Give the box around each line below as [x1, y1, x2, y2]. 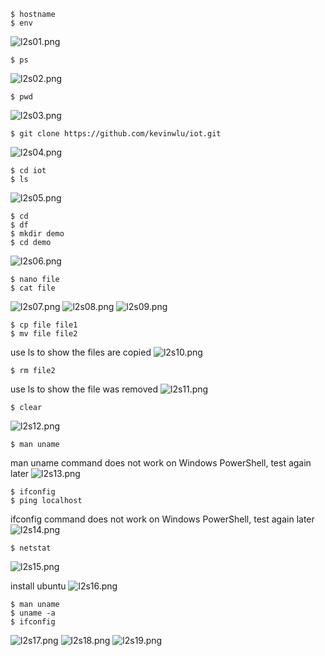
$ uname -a [10, 608, 56, 618]
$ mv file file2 [10, 329, 78, 339]
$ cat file [10, 283, 56, 293]
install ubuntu [10, 580, 67, 592]
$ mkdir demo [10, 229, 65, 239]
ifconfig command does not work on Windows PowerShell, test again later [10, 513, 315, 525]
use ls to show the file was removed [10, 383, 159, 395]
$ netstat [10, 543, 52, 553]
